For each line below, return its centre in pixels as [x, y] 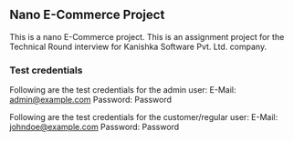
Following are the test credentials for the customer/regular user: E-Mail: [144, 117]
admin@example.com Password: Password [90, 100]
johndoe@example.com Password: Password [94, 127]
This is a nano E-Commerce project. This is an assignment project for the [147, 36]
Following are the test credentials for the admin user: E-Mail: [123, 90]
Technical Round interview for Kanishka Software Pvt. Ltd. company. [138, 46]
